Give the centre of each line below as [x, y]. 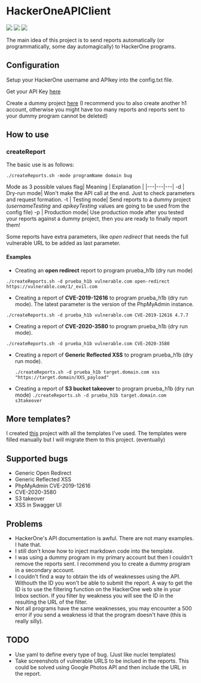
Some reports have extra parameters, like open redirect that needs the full [97, 237]
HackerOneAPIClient [59, 11]
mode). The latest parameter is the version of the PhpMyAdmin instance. [104, 304]
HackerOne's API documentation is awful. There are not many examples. [104, 538]
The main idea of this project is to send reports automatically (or [85, 40]
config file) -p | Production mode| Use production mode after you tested [95, 212]
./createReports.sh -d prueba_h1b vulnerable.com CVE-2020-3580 [88, 343]
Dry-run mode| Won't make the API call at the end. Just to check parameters [100, 193]
